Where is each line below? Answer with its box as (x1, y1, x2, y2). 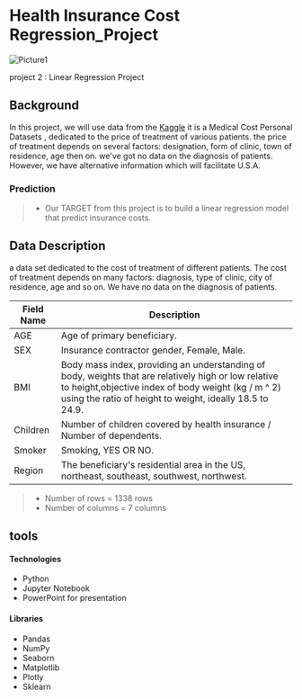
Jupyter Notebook (22, 583, 90, 594)
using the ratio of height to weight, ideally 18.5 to (61, 392, 269, 405)
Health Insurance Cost (9, 5, 181, 26)
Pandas (22, 633, 51, 644)
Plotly (22, 671, 44, 682)
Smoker (13, 444, 47, 456)
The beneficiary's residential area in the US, (61, 458, 246, 470)
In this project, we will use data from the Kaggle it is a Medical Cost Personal (9, 121, 293, 132)
